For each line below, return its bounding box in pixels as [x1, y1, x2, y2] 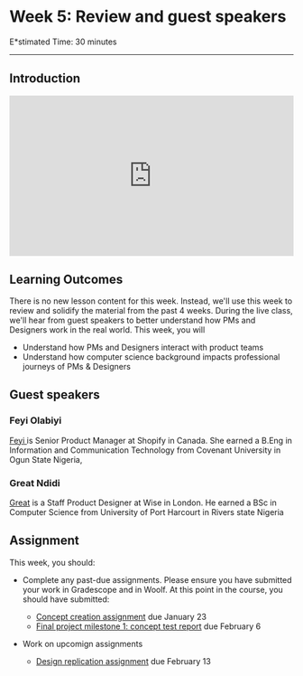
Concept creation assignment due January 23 [35, 611, 207, 622]
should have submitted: [22, 594, 110, 605]
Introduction [9, 70, 81, 87]
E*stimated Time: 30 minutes [9, 36, 117, 47]
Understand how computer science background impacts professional [22, 352, 280, 362]
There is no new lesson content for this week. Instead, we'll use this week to [9, 296, 293, 306]
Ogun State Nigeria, [9, 454, 83, 465]
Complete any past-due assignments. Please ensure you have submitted [22, 574, 292, 585]
